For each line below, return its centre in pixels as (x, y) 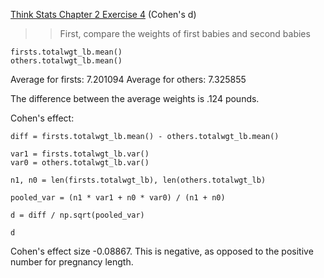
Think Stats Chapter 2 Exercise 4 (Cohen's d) (103, 14)
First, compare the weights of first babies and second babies (185, 33)
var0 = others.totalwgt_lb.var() (80, 163)
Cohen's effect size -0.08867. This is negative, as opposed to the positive (162, 251)
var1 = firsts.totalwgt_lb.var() (80, 154)
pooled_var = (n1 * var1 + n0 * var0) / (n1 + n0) (118, 198)
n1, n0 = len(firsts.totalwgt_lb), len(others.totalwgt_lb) (138, 180)
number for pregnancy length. (72, 262)
